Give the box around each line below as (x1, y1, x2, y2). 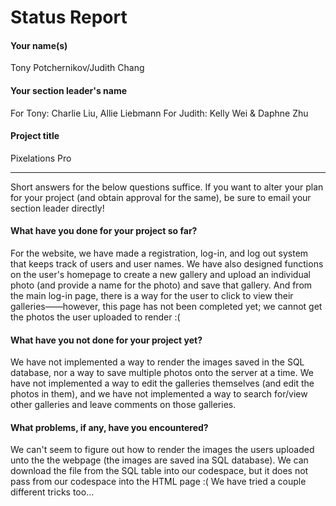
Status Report (10, 6, 128, 29)
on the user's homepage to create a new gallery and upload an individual (10, 269, 311, 280)
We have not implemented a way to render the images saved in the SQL (10, 356, 305, 368)
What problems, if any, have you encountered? (10, 421, 209, 433)
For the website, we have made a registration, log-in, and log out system (10, 247, 309, 259)
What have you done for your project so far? (10, 225, 198, 237)
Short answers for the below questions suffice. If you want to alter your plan (10, 181, 324, 193)
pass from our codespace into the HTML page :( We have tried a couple (10, 476, 307, 488)
